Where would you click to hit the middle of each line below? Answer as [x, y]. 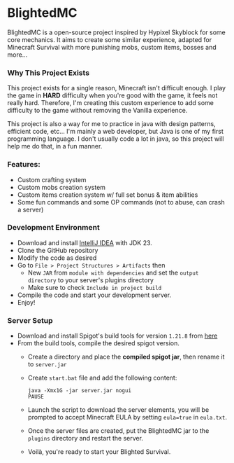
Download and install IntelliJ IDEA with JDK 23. [85, 242]
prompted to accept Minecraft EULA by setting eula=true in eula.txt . [127, 417]
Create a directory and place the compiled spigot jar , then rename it [126, 357]
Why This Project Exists [48, 73]
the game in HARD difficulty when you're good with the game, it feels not [112, 95]
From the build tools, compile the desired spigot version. [98, 343]
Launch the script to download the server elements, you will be [118, 410]
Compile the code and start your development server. [94, 295]
